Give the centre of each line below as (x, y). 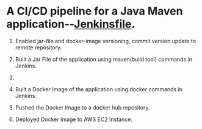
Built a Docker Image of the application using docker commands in (99, 89)
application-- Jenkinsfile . (71, 24)
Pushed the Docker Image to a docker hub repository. (83, 107)
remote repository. (38, 47)
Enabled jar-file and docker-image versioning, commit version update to (106, 41)
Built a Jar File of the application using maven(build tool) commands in (103, 59)
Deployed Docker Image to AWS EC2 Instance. (74, 119)
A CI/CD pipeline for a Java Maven (95, 11)
